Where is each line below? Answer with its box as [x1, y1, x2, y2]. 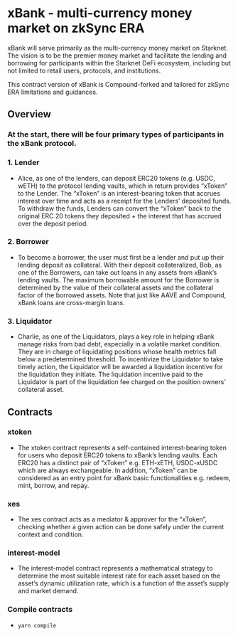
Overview [7, 108, 52, 120]
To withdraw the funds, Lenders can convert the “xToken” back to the [17, 204, 222, 213]
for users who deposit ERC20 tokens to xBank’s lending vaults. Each [17, 450, 218, 460]
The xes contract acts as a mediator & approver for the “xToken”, [17, 515, 207, 524]
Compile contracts [7, 605, 73, 615]
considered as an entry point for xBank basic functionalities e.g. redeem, [17, 473, 231, 482]
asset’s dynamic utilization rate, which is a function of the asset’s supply [17, 579, 229, 588]
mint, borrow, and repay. [17, 481, 90, 489]
